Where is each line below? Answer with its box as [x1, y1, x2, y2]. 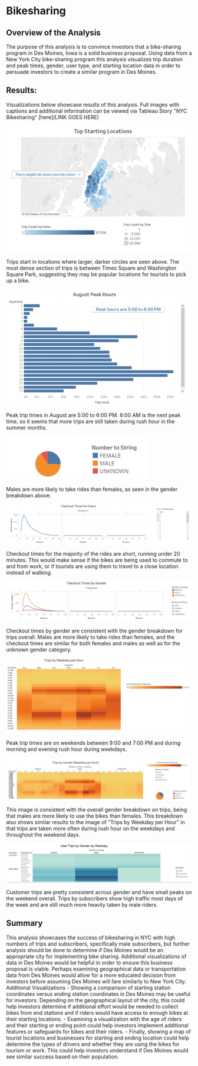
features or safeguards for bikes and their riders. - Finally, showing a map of [6, 1028, 192, 1035]
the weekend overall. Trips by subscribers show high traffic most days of [6, 895, 183, 902]
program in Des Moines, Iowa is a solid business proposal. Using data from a [6, 50, 193, 57]
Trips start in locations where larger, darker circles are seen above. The [6, 258, 180, 265]
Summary [6, 919, 43, 929]
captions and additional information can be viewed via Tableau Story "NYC [6, 107, 187, 114]
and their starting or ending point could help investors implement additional [6, 1022, 189, 1029]
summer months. [6, 424, 47, 431]
